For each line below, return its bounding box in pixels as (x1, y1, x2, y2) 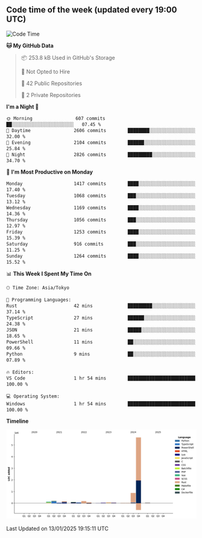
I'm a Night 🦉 (6, 103, 39, 110)
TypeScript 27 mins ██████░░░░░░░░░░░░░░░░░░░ (6, 315, 196, 321)
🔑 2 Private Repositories (21, 91, 81, 98)
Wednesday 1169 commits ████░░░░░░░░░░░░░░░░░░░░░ (6, 204, 196, 210)
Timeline (6, 417, 29, 425)
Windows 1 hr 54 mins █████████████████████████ (6, 400, 196, 407)
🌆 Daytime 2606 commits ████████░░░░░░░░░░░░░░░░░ (6, 127, 196, 133)
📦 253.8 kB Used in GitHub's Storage (21, 54, 116, 61)
